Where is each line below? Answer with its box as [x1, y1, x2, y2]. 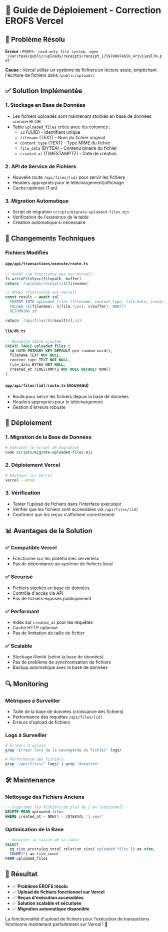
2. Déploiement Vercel [5, 461, 60, 469]
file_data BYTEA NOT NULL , [9, 362, 66, 367]
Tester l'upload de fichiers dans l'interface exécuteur [12, 501, 121, 507]
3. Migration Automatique [5, 197, 69, 204]
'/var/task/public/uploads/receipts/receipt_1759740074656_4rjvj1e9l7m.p [5, 54, 162, 59]
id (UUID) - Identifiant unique [19, 129, 80, 135]
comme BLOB [12, 118, 41, 124]
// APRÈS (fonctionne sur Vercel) [5, 290, 77, 295]
